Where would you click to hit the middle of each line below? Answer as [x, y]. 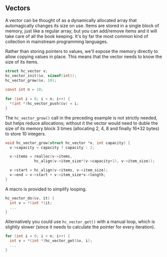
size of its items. [22, 61]
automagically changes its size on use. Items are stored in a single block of [82, 25]
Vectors [18, 8]
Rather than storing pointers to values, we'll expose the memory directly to [82, 51]
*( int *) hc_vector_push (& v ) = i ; [44, 103]
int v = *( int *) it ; [31, 203]
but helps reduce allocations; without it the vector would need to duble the [82, 123]
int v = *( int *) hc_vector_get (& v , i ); [51, 241]
